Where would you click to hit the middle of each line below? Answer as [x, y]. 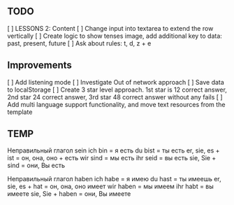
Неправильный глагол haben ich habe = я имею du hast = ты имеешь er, [114, 179]
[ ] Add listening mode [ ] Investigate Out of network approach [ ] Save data [116, 82]
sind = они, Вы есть [36, 165]
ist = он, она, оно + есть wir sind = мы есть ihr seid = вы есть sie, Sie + [112, 158]
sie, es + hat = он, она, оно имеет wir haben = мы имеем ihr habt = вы [111, 186]
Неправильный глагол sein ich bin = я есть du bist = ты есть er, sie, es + [114, 150]
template [20, 112]
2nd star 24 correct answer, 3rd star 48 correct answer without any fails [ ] [115, 97]
